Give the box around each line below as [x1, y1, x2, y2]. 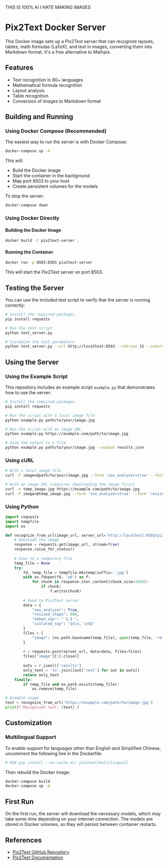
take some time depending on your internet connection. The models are [5, 816, 153, 822]
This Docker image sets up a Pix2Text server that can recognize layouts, [5, 38, 154, 44]
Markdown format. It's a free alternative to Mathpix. [5, 49, 111, 55]
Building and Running [5, 113, 73, 121]
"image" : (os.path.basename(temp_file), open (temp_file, [31, 635, 153, 640]
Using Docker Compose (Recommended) [5, 128, 106, 135]
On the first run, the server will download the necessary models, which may [5, 811, 161, 817]
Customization [5, 719, 52, 727]
